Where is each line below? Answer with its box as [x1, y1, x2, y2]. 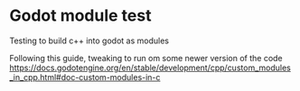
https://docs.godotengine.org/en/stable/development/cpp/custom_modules [9, 62, 291, 73]
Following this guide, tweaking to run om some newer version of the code [9, 52, 283, 63]
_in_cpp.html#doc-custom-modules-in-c [9, 71, 161, 82]
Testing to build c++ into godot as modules [9, 35, 170, 46]
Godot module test [9, 5, 152, 26]
